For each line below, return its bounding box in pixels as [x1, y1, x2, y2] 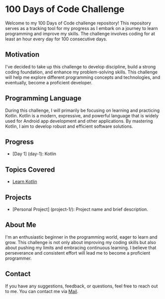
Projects [5, 193, 32, 202]
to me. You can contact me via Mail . [5, 288, 79, 294]
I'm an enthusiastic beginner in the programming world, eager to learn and [5, 234, 158, 240]
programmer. [5, 255, 32, 261]
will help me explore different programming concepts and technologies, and [5, 74, 161, 80]
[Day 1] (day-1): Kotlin [12, 151, 56, 157]
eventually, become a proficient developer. [5, 79, 93, 85]
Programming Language [5, 94, 82, 103]
